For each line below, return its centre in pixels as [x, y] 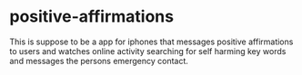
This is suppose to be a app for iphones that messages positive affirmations [151, 42]
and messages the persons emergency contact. [99, 61]
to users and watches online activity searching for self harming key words [148, 51]
